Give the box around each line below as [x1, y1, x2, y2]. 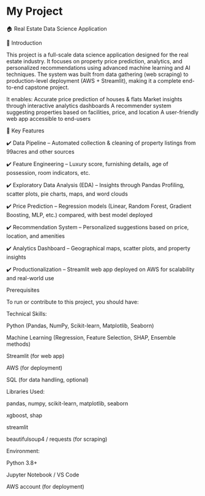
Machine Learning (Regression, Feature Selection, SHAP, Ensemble [6, 334, 176, 341]
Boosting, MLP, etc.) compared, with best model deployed [6, 211, 153, 218]
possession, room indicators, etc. [6, 169, 91, 176]
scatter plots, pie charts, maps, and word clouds [6, 190, 129, 197]
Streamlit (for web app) [6, 352, 65, 359]
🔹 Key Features [6, 127, 45, 134]
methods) [6, 340, 31, 348]
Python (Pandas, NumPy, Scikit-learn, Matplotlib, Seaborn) [6, 322, 154, 329]
